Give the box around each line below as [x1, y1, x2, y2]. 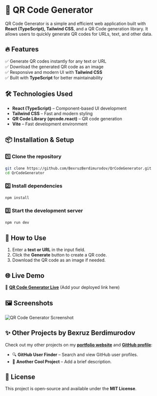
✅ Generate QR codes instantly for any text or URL [5, 58, 107, 64]
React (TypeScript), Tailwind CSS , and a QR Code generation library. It [5, 25, 148, 31]
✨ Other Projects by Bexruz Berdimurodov [5, 329, 136, 337]
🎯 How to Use [5, 233, 46, 242]
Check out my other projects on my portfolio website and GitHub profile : [5, 342, 153, 348]
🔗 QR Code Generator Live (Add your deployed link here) [5, 284, 120, 290]
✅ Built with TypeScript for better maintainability [5, 74, 103, 80]
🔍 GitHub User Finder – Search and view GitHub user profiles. [12, 351, 138, 357]
